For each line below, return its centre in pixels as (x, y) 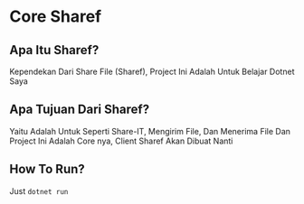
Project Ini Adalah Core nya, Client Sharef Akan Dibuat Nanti (121, 141)
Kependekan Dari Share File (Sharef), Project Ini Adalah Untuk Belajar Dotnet (152, 71)
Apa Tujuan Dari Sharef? (80, 110)
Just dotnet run (39, 190)
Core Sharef (56, 17)
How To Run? (47, 169)
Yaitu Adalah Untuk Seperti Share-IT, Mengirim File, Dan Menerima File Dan (150, 131)
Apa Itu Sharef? (54, 50)
